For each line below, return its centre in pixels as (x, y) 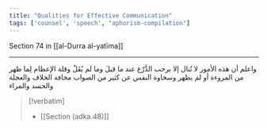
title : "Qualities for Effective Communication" (91, 16)
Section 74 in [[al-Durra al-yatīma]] (66, 45)
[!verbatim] (47, 101)
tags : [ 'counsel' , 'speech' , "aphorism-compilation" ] (100, 23)
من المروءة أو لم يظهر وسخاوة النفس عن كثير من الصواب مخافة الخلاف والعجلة (126, 77)
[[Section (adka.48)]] (74, 116)
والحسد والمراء (31, 85)
